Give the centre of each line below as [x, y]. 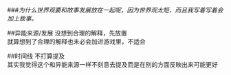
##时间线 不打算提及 [36, 56]
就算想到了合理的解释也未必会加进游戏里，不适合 [76, 42]
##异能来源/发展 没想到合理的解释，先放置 [67, 33]
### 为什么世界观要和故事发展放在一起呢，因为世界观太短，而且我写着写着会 [115, 10]
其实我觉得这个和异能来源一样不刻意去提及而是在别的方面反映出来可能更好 [112, 64]
